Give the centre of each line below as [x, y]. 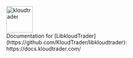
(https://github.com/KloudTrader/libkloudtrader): [66, 42]
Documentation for [30, 36]
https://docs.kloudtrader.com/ [44, 49]
